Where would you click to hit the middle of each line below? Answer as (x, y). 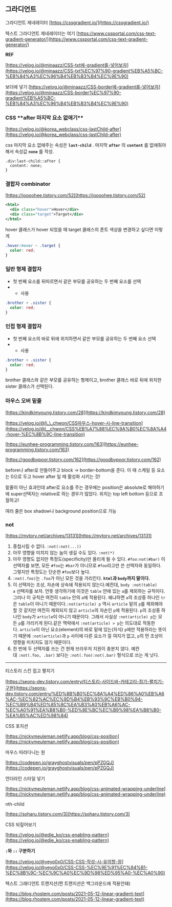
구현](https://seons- (26, 688)
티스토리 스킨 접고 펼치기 (30, 671)
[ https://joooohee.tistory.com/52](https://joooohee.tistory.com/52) (76, 196)
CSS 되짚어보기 (21, 824)
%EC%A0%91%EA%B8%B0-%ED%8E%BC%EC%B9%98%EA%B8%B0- (83, 710)
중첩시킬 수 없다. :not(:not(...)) (47, 546)
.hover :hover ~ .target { (33, 245)
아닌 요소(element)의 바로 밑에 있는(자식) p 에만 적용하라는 (99, 629)
